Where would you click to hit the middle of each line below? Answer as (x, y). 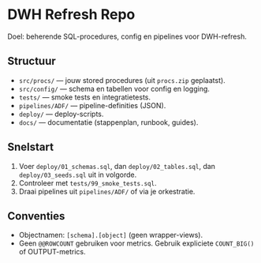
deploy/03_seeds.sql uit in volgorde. (78, 175)
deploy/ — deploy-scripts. (61, 114)
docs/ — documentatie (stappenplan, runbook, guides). (108, 122)
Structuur (32, 61)
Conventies (36, 216)
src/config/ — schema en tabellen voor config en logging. (114, 88)
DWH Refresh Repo (71, 15)
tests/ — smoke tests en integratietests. (85, 97)
